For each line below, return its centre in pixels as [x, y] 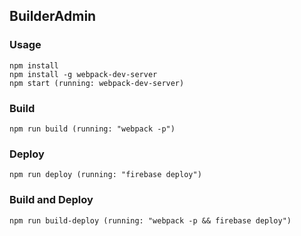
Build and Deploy [51, 200]
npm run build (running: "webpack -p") [92, 129]
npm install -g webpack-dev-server [83, 74]
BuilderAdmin [53, 16]
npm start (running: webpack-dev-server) [97, 83]
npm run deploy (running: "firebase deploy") [105, 175]
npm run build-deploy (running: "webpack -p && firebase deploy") [150, 220]
